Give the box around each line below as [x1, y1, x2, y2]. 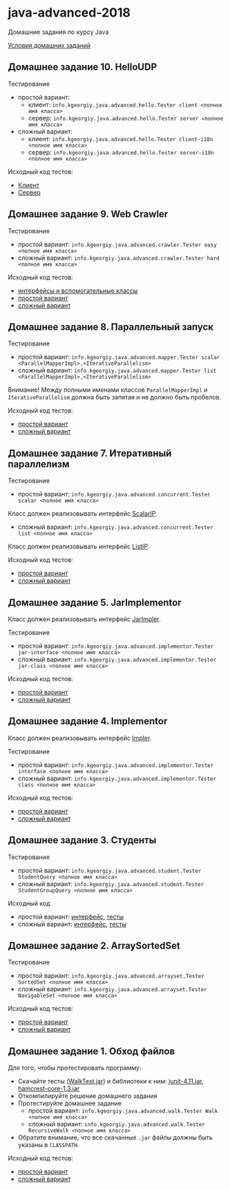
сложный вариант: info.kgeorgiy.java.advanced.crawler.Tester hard [17, 253, 220, 262]
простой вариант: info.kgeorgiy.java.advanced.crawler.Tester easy [17, 240, 217, 249]
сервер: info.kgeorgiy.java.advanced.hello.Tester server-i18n [28, 147, 215, 156]
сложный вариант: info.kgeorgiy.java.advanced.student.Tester [17, 879, 204, 887]
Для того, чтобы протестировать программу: [8, 1064, 142, 1072]
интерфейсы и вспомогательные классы [17, 286, 138, 295]
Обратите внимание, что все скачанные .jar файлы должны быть [17, 1133, 213, 1142]
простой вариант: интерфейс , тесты [17, 912, 124, 921]
